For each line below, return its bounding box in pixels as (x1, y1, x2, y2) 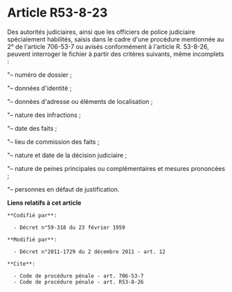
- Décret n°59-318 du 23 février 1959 (13, 223, 126, 231)
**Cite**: (7, 260, 36, 267)
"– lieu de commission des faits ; (7, 137, 100, 146)
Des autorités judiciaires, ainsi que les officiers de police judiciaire (7, 28, 195, 36)
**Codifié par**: (7, 212, 57, 219)
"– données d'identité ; (7, 84, 72, 92)
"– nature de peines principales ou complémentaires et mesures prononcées (7, 164, 226, 172)
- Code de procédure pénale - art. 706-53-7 (13, 272, 144, 280)
